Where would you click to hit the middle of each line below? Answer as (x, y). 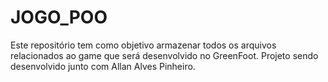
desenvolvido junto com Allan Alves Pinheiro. (103, 66)
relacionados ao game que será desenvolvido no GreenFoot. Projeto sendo (164, 55)
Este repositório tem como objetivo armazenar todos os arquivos (143, 45)
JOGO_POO (59, 17)
